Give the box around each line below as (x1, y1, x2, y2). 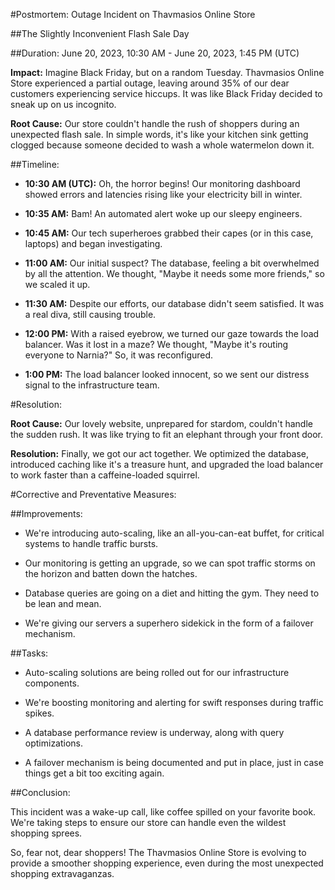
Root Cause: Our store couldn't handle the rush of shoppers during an (10, 118, 300, 129)
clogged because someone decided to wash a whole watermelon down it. (10, 139, 315, 151)
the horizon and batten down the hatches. (24, 568, 198, 579)
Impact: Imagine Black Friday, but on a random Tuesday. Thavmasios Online (10, 67, 325, 78)
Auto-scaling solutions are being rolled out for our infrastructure (24, 667, 290, 678)
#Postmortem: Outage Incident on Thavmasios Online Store (10, 9, 256, 20)
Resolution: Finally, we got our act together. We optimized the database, (10, 448, 310, 459)
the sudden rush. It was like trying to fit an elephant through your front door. (10, 429, 324, 440)
